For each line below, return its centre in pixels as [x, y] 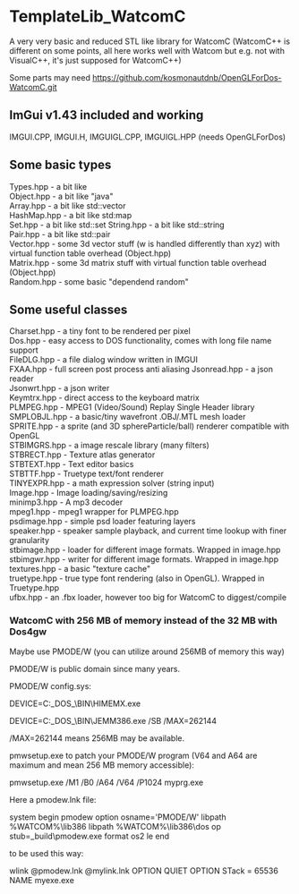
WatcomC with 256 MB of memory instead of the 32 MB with [143, 621]
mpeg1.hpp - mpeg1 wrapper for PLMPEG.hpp [94, 512]
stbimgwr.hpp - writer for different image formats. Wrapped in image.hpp [144, 559]
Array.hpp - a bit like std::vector [68, 205]
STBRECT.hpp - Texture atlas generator [82, 455]
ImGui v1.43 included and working [107, 115]
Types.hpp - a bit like [48, 186]
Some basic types [60, 165]
